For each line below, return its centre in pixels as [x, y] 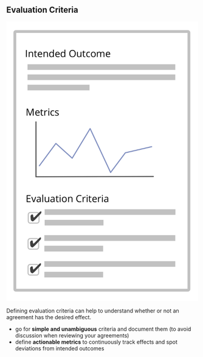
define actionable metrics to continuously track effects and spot [96, 342]
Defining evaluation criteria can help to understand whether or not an [93, 311]
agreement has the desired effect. [49, 317]
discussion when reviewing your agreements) [72, 335]
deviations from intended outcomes [60, 348]
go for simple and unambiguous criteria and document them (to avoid [103, 329]
